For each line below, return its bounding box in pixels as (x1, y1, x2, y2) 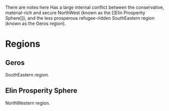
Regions (5, 38, 40, 50)
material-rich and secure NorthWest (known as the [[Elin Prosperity (5, 10, 146, 16)
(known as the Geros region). (5, 20, 66, 26)
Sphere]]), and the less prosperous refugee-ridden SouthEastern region (5, 15, 155, 21)
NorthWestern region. (5, 100, 51, 106)
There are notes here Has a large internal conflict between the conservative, (5, 5, 164, 10)
